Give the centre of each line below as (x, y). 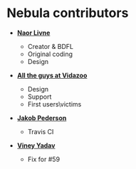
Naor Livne (33, 33)
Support (40, 97)
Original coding (50, 54)
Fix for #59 (44, 159)
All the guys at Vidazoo (52, 75)
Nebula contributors (68, 13)
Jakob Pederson (42, 118)
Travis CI (41, 131)
